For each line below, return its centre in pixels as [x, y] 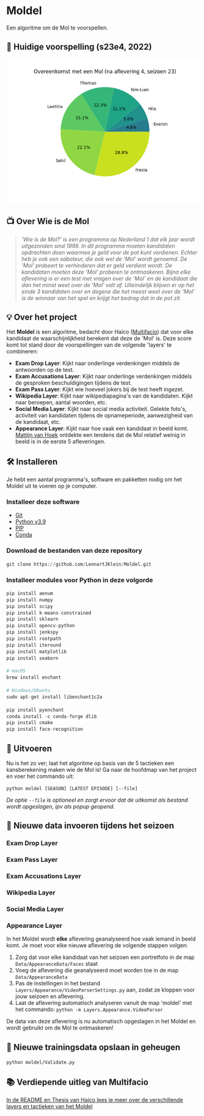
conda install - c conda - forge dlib [52, 716]
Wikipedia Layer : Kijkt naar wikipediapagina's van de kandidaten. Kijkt [104, 396]
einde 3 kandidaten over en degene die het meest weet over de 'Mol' [108, 291]
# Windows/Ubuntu [28, 691]
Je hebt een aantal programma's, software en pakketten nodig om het [94, 480]
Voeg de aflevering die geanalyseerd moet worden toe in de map [97, 971]
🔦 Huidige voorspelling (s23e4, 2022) [79, 47]
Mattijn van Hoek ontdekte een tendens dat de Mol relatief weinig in [100, 435]
